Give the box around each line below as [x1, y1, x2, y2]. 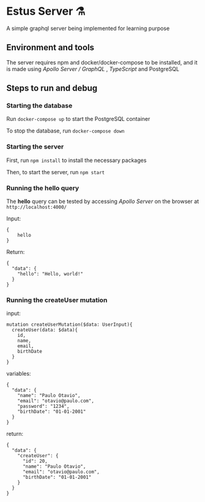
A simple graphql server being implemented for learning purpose [6, 25, 170, 32]
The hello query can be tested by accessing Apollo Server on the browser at [6, 198, 199, 205]
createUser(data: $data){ [12, 327, 78, 333]
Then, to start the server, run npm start [6, 168, 105, 176]
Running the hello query [6, 183, 80, 192]
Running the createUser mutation [6, 296, 108, 304]
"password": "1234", [17, 403, 70, 409]
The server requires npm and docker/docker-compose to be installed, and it [6, 58, 198, 66]
